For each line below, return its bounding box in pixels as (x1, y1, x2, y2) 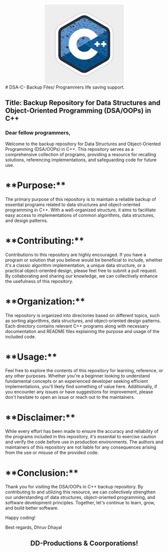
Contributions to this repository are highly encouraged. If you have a (5, 251, 146, 257)
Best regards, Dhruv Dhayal (5, 524, 62, 530)
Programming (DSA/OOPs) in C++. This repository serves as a (5, 146, 134, 152)
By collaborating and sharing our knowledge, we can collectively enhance (5, 272, 158, 279)
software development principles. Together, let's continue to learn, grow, (5, 500, 155, 506)
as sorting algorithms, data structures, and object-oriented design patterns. (5, 318, 161, 324)
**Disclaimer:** (5, 412, 76, 423)
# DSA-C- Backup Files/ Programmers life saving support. (5, 84, 125, 90)
